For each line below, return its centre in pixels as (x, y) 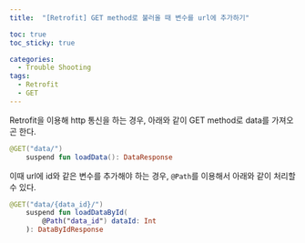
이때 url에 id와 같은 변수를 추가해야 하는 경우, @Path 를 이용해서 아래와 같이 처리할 (152, 176)
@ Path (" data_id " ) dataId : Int (99, 221)
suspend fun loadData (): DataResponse (99, 157)
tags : (20, 76)
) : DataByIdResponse (65, 230)
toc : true (28, 34)
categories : (32, 59)
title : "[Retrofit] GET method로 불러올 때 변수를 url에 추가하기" (130, 18)
